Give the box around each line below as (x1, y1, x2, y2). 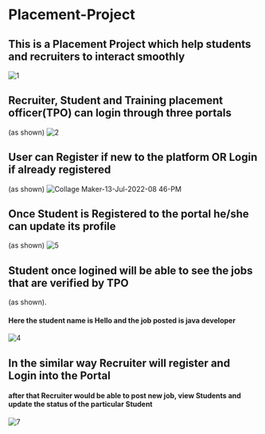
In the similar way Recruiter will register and (8, 356, 231, 369)
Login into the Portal (8, 369, 111, 382)
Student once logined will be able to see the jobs (8, 264, 253, 277)
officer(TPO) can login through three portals (8, 106, 232, 120)
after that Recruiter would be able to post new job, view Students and (8, 391, 241, 401)
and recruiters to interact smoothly (8, 49, 185, 63)
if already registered (8, 163, 111, 177)
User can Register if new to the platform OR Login (8, 151, 258, 164)
